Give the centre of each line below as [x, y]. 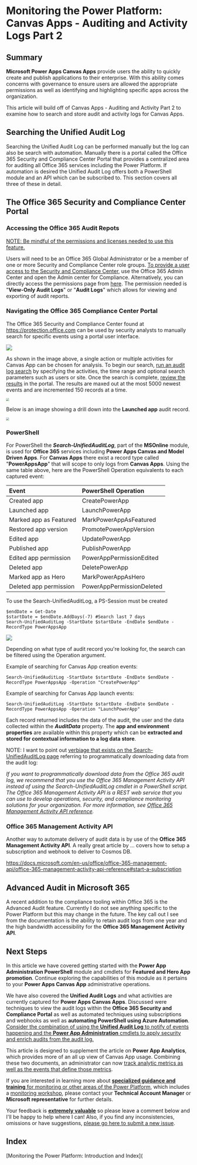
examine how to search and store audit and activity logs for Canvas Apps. [95, 114]
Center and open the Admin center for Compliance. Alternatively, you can [95, 277]
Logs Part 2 [34, 36]
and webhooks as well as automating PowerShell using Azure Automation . [98, 1021]
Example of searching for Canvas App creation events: [72, 667]
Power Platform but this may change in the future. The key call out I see [92, 914]
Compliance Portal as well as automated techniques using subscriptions [94, 1014]
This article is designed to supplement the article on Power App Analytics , [96, 1051]
